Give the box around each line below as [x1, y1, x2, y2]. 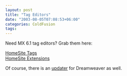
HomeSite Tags [5, 50, 37, 56]
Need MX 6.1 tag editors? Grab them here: [5, 40, 93, 46]
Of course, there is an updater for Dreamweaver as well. [5, 65, 122, 71]
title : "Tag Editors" [5, 12, 51, 17]
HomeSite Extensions [5, 55, 50, 61]
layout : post [5, 7, 33, 13]
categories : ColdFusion [5, 21, 56, 27]
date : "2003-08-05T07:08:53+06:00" [5, 17, 80, 22]
